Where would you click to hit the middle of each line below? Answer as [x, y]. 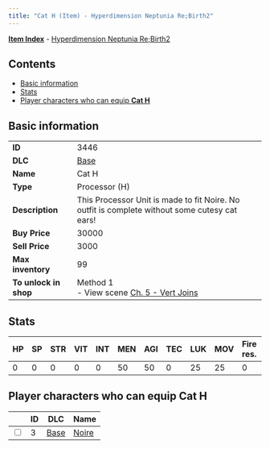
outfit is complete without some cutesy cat [157, 210]
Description [35, 210]
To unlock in [36, 283]
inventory [31, 269]
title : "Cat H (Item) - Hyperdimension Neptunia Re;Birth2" [111, 16]
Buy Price [31, 233]
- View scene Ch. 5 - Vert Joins [137, 293]
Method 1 [95, 283]
